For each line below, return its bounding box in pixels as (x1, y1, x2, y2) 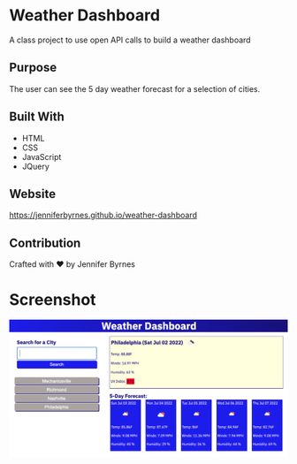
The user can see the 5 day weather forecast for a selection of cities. (9, 83, 261, 94)
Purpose (9, 60, 57, 75)
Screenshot (9, 290, 96, 310)
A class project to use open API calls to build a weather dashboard (9, 34, 251, 45)
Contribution (9, 235, 81, 250)
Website (9, 186, 56, 202)
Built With (9, 110, 65, 125)
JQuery (21, 161, 50, 171)
